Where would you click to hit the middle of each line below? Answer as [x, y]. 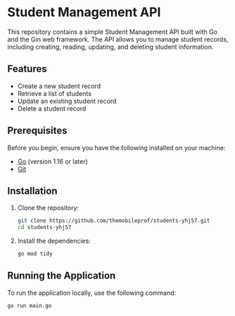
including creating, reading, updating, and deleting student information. [110, 47]
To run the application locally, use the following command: [92, 293]
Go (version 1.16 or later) [52, 161]
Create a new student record [59, 86]
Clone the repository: [48, 208]
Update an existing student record [67, 101]
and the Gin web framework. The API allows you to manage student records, [118, 39]
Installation [32, 191]
